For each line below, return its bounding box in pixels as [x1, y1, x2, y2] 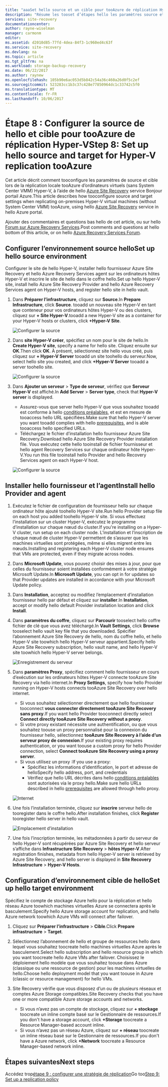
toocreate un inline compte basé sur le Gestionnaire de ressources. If [19, 1011, 161, 1017]
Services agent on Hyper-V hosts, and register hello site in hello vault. [5, 287, 149, 292]
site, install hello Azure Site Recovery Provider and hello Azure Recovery [5, 281, 154, 287]
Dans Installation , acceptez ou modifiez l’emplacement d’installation [12, 591, 154, 598]
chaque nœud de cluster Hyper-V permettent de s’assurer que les [12, 535, 148, 541]
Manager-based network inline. [19, 1043, 85, 1049]
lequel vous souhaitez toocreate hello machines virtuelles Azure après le [12, 943, 162, 950]
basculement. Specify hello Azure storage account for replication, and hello [5, 908, 159, 914]
